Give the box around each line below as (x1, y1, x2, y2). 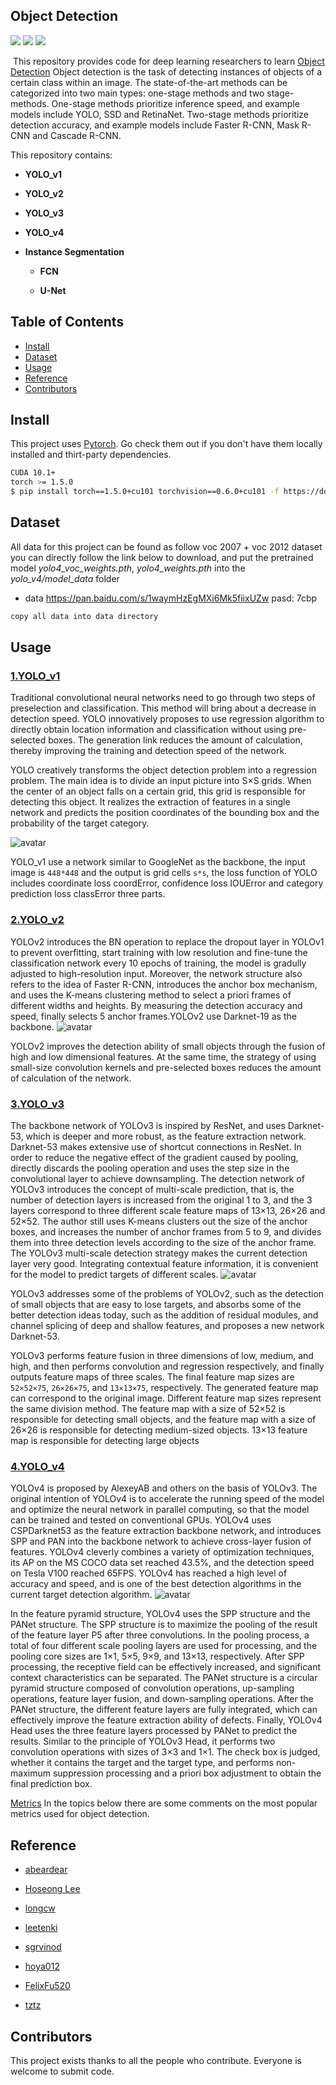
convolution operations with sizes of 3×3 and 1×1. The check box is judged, (10, 1746, 321, 1758)
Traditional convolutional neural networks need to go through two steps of (10, 692, 316, 704)
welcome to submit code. (10, 2065, 115, 2077)
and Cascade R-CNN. (32, 129, 122, 141)
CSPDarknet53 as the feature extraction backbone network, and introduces (10, 1525, 322, 1537)
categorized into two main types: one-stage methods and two (10, 87, 265, 99)
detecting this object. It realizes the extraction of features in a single (10, 796, 291, 808)
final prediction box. (10, 1778, 93, 1790)
